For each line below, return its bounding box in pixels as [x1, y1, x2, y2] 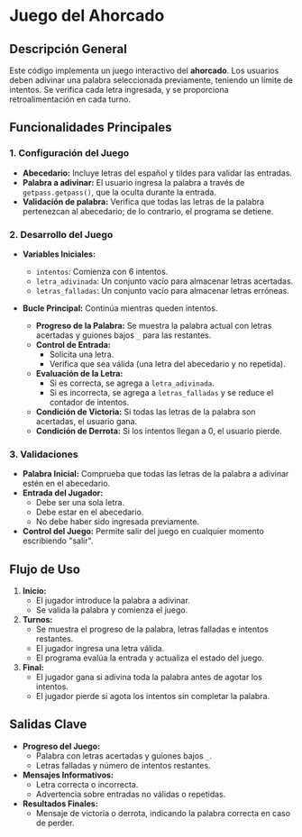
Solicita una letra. [49, 349, 114, 359]
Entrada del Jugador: [22, 487, 104, 498]
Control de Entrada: [35, 339, 111, 350]
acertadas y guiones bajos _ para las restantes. [35, 330, 212, 341]
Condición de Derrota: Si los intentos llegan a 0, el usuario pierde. [35, 425, 282, 436]
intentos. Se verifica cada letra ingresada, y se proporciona [9, 85, 229, 95]
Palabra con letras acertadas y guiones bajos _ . [35, 750, 213, 761]
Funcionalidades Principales [9, 120, 172, 135]
